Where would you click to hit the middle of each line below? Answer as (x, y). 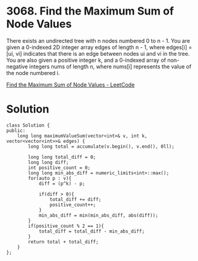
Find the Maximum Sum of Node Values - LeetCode (71, 84)
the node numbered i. (33, 73)
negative (17, 66)
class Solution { (28, 125)
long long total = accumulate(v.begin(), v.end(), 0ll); (101, 147)
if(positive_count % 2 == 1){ (66, 226)
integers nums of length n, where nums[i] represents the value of (111, 66)
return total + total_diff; (63, 242)
